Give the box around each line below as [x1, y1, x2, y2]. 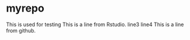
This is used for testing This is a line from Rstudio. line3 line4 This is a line [6, 21, 184, 28]
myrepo [6, 2, 45, 15]
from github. [6, 27, 36, 34]
